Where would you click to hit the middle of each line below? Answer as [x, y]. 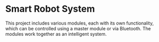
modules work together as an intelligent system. [56, 34]
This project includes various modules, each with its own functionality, [79, 23]
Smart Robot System [50, 9]
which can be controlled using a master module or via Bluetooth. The [78, 28]
